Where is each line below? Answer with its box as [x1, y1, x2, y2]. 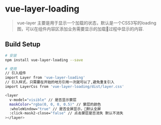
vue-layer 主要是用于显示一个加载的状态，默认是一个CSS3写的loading [16, 20, 156, 26]
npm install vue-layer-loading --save [5, 57, 83, 62]
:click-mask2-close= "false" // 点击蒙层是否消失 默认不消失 [9, 111, 123, 116]
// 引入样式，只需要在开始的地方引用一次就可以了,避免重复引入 [5, 80, 115, 85]
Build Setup [5, 40, 41, 49]
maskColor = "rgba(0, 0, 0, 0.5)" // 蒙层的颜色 [9, 102, 102, 107]
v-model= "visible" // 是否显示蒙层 [9, 97, 77, 102]
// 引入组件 [5, 71, 27, 76]
